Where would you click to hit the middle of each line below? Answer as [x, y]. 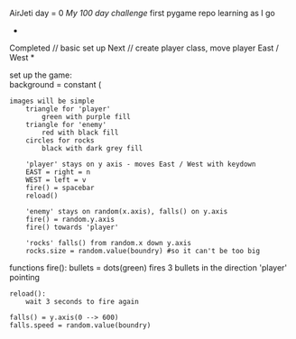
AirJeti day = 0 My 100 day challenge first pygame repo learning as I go [142, 13]
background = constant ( [55, 84]
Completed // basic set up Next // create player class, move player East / [144, 48]
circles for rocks [60, 141]
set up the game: [41, 75]
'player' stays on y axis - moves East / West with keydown [141, 164]
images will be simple [52, 101]
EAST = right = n [58, 172]
